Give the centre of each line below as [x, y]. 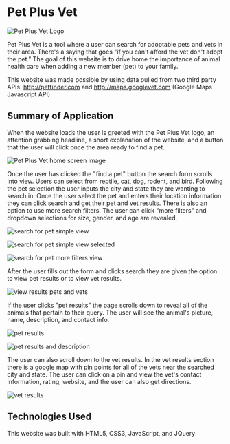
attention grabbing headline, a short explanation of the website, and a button [115, 140]
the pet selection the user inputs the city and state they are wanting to [106, 188]
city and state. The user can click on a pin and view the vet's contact [104, 374]
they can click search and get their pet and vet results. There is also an [107, 203]
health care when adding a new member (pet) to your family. [93, 66]
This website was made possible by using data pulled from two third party [112, 79]
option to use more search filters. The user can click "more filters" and [107, 210]
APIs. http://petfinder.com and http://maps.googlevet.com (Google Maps [110, 87]
